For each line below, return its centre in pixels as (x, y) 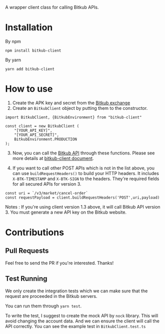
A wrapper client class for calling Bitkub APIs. (52, 7)
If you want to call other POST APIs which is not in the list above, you (83, 168)
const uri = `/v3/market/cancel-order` (47, 193)
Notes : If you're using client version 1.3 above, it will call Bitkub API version (83, 207)
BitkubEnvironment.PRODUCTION (46, 139)
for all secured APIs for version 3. (47, 184)
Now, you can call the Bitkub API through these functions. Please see (83, 153)
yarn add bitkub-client (30, 69)
